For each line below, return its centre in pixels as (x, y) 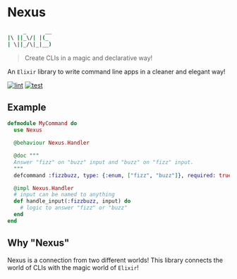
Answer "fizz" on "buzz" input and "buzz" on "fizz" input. (104, 162)
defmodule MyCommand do (42, 124)
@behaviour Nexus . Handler (52, 143)
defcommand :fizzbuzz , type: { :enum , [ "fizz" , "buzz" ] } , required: (115, 175)
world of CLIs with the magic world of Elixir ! (73, 267)
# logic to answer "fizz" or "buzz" (74, 208)
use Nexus (28, 130)
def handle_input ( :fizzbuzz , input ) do (72, 201)
